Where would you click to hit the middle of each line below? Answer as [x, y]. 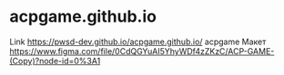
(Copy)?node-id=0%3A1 [55, 61]
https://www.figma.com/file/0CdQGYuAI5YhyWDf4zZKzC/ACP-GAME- [142, 51]
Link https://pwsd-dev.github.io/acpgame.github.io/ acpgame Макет [138, 42]
